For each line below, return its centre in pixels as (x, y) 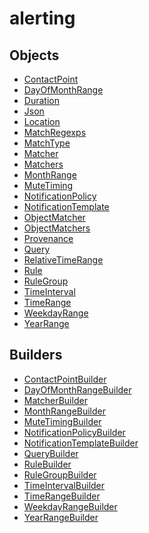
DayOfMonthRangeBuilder (77, 389)
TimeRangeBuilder (62, 496)
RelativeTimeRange (63, 260)
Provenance (48, 238)
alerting (42, 18)
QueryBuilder (51, 453)
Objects (34, 55)
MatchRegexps (55, 132)
